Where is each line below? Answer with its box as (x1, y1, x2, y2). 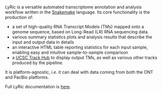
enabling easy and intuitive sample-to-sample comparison (12, 49, 128, 55)
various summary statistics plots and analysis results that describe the (12, 34, 152, 40)
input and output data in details (12, 39, 74, 45)
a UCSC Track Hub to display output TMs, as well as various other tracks (12, 55, 158, 60)
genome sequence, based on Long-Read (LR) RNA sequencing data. (12, 29, 149, 34)
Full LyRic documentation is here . (5, 84, 71, 89)
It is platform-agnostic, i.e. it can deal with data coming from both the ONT (5, 69, 153, 75)
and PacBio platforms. (5, 75, 49, 80)
